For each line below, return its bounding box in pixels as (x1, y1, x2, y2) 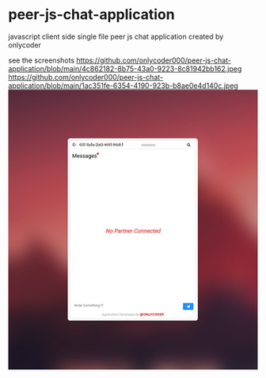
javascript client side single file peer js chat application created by (8, 32, 224, 41)
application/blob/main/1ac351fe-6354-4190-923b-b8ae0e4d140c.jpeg (8, 81, 239, 90)
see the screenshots (8, 55, 75, 65)
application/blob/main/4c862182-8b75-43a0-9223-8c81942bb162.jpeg (8, 63, 242, 73)
